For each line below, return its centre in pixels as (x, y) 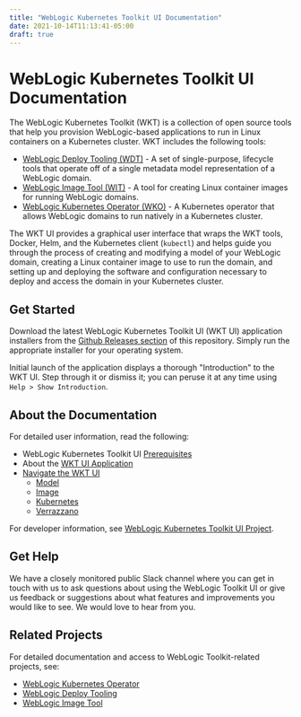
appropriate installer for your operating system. (96, 350)
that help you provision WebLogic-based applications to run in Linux (135, 132)
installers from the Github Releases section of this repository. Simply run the (150, 341)
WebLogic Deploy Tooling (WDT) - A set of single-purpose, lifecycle (148, 159)
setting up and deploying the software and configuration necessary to (138, 272)
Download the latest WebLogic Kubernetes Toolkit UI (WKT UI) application (146, 331)
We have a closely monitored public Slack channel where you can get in (142, 578)
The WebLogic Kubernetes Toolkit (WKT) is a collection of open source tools (150, 123)
